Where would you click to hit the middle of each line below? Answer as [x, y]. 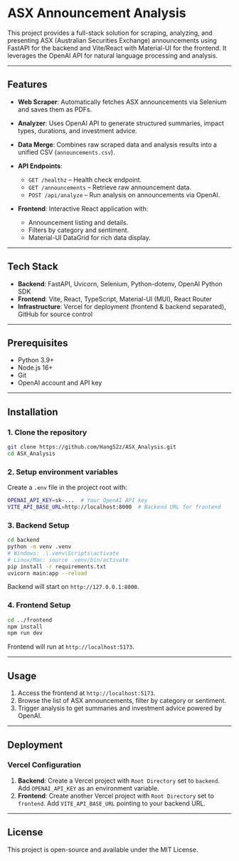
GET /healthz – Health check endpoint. [85, 179]
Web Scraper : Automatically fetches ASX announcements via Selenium [122, 102]
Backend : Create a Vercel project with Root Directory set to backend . [119, 781]
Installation [33, 412]
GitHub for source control [55, 314]
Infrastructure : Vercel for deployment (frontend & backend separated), [122, 306]
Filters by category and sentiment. [79, 230]
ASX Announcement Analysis [97, 13]
